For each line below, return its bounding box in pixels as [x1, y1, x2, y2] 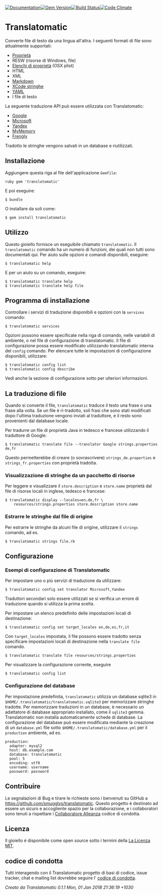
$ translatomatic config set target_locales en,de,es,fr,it [5, 625, 130, 630]
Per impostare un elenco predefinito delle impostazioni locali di [5, 610, 131, 616]
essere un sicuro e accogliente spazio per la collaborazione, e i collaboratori [5, 805, 158, 811]
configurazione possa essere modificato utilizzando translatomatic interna [5, 343, 154, 349]
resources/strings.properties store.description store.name [14, 502, 138, 507]
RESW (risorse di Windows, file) [12, 57, 76, 63]
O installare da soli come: [5, 205, 56, 211]
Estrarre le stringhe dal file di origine [5, 513, 93, 520]
